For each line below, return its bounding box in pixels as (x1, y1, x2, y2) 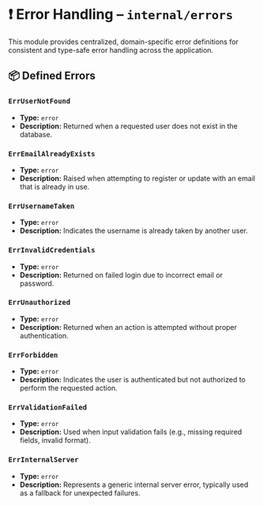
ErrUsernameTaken (8, 201, 75, 211)
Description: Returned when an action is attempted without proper (19, 322, 238, 331)
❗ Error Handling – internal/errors (8, 6, 233, 24)
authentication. (19, 331, 69, 340)
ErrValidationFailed (8, 403, 88, 412)
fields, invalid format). (19, 436, 91, 445)
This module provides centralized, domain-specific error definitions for (8, 36, 239, 47)
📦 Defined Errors (8, 69, 96, 83)
